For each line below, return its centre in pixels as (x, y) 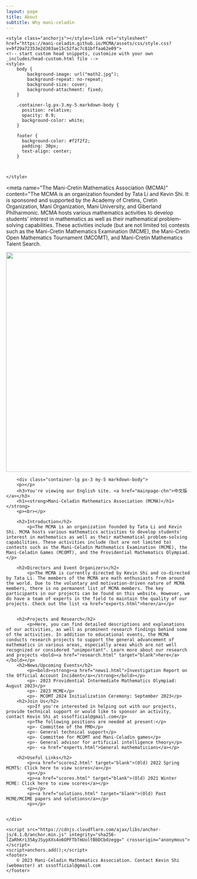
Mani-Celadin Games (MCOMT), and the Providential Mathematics (85, 553)
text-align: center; (47, 151)
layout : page (22, 11)
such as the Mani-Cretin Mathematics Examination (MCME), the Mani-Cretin (98, 232)
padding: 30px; (40, 146)
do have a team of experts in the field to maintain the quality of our (97, 599)
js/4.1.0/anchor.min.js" (36, 835)
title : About (22, 17)
